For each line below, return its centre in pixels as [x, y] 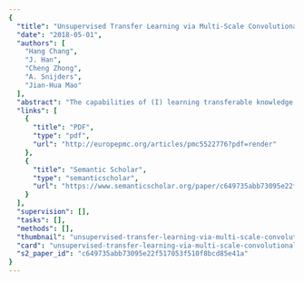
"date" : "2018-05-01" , [59, 34]
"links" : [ [37, 111]
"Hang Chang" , [51, 52]
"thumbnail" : [41, 237]
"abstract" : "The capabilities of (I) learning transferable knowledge [155, 102]
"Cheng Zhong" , [54, 69]
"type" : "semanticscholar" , [86, 178]
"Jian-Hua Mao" [54, 85]
